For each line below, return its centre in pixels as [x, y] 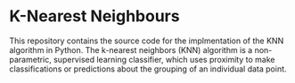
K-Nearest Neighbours [94, 16]
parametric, [30, 59]
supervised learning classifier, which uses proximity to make [164, 59]
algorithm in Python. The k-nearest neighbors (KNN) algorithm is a [131, 49]
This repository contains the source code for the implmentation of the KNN [147, 41]
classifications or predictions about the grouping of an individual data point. [148, 69]
